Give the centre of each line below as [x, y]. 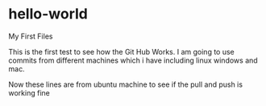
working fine [29, 92]
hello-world [48, 14]
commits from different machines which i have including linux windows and [133, 60]
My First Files [31, 36]
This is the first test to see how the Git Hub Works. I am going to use [122, 51]
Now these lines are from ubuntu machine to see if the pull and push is [126, 84]
